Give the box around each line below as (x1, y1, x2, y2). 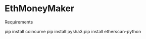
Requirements (4, 19, 33, 25)
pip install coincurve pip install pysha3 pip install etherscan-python (4, 28, 142, 34)
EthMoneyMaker (4, 3, 75, 14)
